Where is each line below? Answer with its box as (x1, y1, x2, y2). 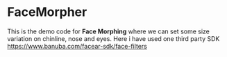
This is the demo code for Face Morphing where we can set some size (7, 27, 210, 35)
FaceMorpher (7, 4, 87, 20)
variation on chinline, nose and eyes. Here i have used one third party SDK (7, 34, 220, 42)
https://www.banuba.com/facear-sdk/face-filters (7, 42, 148, 50)
